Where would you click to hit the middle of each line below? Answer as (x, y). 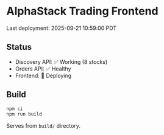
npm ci (15, 109)
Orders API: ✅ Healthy (43, 69)
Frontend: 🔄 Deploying (43, 75)
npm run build (24, 114)
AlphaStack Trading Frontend (82, 11)
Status (19, 47)
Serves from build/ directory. (44, 126)
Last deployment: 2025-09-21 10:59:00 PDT (62, 28)
